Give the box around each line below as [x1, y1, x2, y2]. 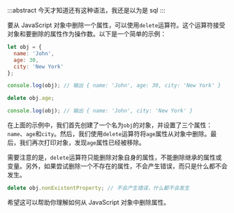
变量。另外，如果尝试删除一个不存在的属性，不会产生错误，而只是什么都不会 [7, 162, 228, 170]
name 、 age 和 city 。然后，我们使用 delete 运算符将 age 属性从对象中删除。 [7, 130, 211, 138]
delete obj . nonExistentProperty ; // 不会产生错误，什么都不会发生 [7, 184, 190, 191]
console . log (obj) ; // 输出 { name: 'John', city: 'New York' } [7, 108, 193, 115]
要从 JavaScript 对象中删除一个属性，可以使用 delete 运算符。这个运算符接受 [7, 21, 226, 29]
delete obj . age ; [7, 95, 54, 102]
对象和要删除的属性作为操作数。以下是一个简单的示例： [7, 30, 166, 38]
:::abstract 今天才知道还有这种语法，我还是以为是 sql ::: [7, 6, 166, 14]
